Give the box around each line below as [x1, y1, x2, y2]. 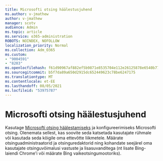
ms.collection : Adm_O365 [5, 47, 55, 52]
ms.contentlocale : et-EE [5, 79, 55, 84]
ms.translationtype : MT [5, 74, 53, 79]
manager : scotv [5, 20, 36, 26]
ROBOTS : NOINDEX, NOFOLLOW [5, 39, 60, 44]
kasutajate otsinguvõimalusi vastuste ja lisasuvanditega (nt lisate [5, 146, 134, 151]
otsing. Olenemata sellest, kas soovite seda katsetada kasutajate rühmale [5, 130, 152, 136]
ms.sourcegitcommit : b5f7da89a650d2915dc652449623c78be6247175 [5, 70, 136, 75]
